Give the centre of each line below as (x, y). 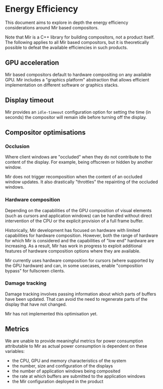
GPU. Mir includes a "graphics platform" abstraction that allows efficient (77, 79)
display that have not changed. (36, 304)
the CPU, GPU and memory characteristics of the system (69, 360)
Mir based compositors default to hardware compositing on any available (78, 75)
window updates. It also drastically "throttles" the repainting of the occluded (81, 182)
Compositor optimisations (45, 132)
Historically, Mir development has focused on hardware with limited (72, 230)
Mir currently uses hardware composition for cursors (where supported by (80, 260)
